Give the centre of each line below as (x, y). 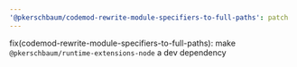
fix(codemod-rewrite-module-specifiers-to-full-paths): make (123, 43)
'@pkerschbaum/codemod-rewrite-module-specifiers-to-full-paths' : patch (149, 17)
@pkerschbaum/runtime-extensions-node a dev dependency (118, 52)
